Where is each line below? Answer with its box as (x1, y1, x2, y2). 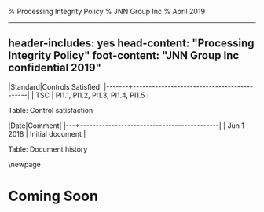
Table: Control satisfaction (8, 105, 93, 115)
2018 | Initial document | (8, 129, 86, 138)
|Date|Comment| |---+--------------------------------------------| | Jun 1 (8, 121, 245, 130)
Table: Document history (8, 144, 88, 154)
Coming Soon (8, 188, 98, 205)
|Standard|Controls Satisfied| (8, 82, 102, 91)
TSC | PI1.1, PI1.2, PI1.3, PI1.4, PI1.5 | (35, 90, 149, 100)
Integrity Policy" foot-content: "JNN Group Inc (8, 49, 240, 62)
